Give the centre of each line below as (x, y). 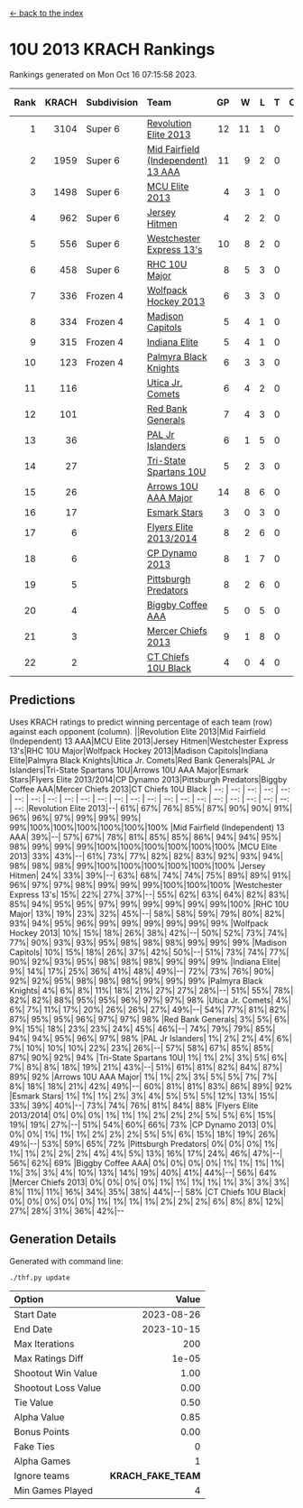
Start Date (35, 1314)
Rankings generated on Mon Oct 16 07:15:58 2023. (103, 74)
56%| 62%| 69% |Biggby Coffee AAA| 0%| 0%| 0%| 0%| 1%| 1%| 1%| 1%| (147, 1162)
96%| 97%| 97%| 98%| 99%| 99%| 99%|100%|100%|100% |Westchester (146, 884)
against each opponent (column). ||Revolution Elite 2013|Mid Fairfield (138, 731)
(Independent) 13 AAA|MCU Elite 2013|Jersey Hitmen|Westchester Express (149, 741)
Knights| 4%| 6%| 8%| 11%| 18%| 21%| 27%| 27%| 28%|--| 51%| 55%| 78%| (151, 990)
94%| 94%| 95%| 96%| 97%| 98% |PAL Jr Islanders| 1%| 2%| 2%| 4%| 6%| (151, 1038)
